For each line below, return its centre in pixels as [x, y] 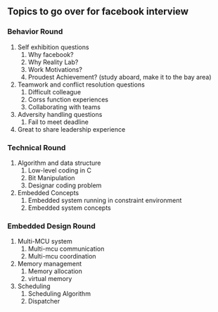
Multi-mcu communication [66, 249]
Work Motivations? [55, 69]
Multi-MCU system [45, 242]
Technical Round [37, 147]
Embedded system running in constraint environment [105, 200]
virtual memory [50, 279]
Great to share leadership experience [71, 129]
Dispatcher [44, 301]
